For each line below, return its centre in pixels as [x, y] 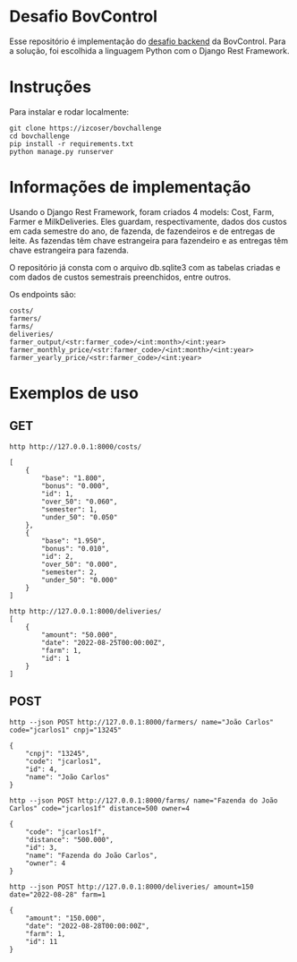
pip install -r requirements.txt [72, 144]
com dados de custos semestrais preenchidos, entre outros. [120, 277]
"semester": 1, [70, 509]
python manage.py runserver [62, 151]
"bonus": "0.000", [76, 485]
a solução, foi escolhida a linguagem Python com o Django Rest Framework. [149, 50]
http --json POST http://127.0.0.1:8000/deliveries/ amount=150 [132, 887]
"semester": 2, [70, 572]
